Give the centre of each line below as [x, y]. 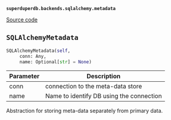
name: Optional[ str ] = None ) [56, 62]
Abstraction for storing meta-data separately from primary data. [85, 111]
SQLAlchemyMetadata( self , [38, 51]
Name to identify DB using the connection [103, 96]
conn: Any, [33, 56]
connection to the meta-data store [94, 87]
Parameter [24, 76]
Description [104, 76]
